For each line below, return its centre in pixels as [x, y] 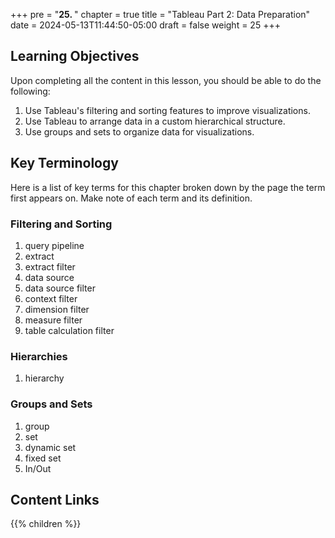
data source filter [60, 288]
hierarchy [44, 378]
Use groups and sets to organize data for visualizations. [139, 131]
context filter [51, 298]
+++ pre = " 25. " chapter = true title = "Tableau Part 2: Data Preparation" [160, 14]
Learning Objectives [75, 56]
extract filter [50, 266]
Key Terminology [64, 163]
